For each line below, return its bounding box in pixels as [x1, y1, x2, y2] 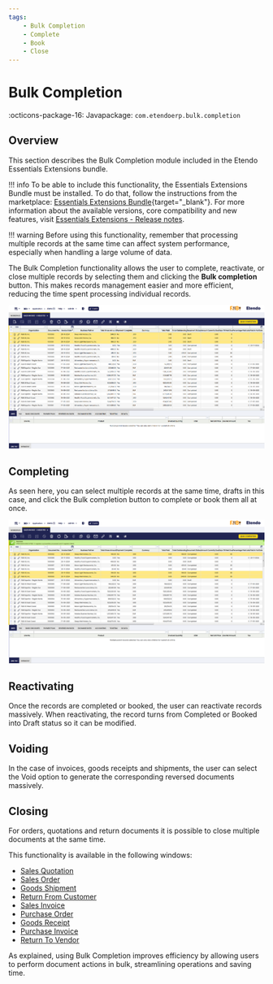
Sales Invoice [19, 900, 65, 910]
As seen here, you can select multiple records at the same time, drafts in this [8, 486, 265, 496]
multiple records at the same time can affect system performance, [8, 238, 230, 248]
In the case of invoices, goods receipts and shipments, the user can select [8, 764, 258, 774]
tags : [8, 13, 27, 21]
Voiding [8, 742, 49, 756]
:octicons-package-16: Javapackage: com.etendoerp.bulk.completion [8, 111, 241, 120]
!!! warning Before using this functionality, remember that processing [8, 230, 238, 240]
